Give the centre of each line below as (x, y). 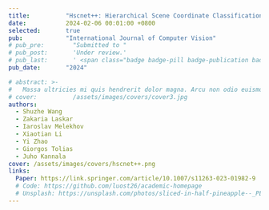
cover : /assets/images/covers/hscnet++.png (82, 164)
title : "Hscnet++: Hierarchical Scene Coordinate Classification (136, 16)
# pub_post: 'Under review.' (68, 53)
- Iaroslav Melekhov (50, 127)
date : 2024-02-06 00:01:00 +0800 (82, 23)
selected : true (44, 30)
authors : (23, 105)
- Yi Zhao (32, 141)
